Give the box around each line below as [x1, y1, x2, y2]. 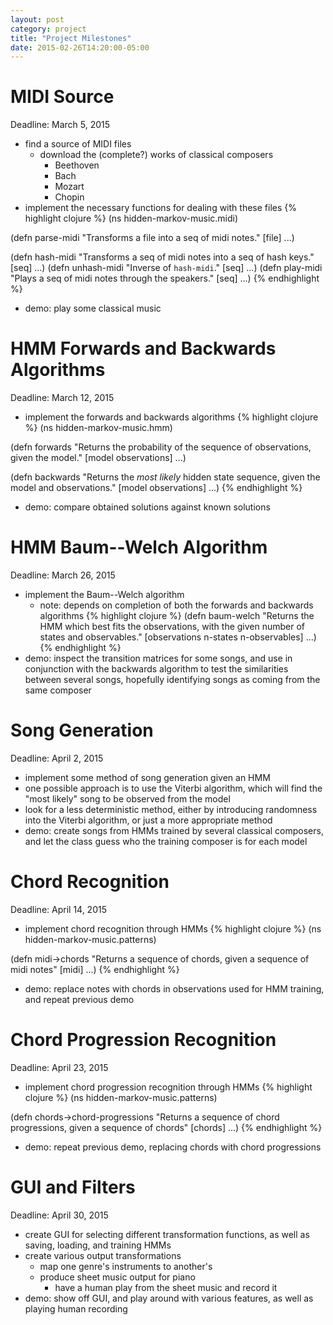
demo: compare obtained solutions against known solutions [24, 501, 271, 513]
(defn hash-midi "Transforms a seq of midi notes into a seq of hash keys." [10, 251, 315, 263]
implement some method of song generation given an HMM [24, 772, 271, 783]
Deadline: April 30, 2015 [10, 1209, 109, 1221]
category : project [10, 24, 87, 34]
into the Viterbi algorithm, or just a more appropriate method [24, 814, 273, 826]
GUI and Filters [10, 1176, 136, 1199]
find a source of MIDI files [24, 138, 132, 150]
